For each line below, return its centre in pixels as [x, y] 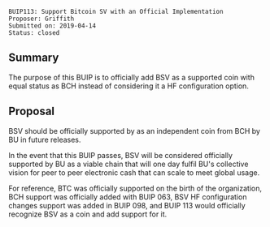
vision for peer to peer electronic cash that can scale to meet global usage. [134, 172]
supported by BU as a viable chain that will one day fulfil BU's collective [128, 164]
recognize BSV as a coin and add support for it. [88, 214]
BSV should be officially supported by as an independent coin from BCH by [134, 131]
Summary [34, 58]
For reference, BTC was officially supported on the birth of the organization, [135, 188]
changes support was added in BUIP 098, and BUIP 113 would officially [127, 205]
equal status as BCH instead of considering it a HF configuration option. [129, 86]
